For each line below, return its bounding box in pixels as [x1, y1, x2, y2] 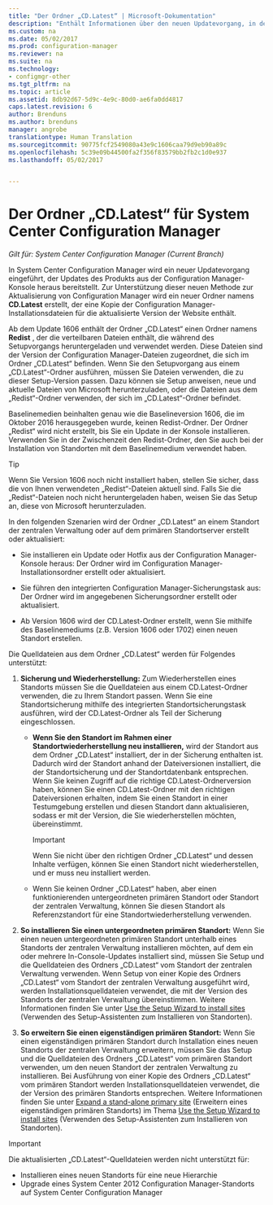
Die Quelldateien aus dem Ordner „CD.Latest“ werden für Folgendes [8, 649, 236, 659]
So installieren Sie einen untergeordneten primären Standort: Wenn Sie [19, 926, 265, 936]
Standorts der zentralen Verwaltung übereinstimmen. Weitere [19, 995, 226, 1005]
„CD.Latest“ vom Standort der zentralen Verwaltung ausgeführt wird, [19, 978, 250, 988]
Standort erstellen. [19, 633, 83, 643]
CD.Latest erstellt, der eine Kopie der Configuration [8, 300, 181, 309]
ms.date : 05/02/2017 [8, 34, 79, 43]
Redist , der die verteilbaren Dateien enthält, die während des [8, 333, 214, 343]
